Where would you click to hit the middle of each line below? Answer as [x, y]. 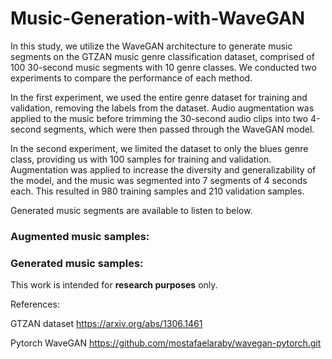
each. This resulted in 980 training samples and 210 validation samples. [157, 191]
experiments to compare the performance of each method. [131, 78]
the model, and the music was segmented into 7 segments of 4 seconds [159, 180]
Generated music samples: [77, 263]
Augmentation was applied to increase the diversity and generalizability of [163, 169]
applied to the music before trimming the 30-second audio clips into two [159, 118]
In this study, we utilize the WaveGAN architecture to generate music [151, 46]
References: [35, 304]
